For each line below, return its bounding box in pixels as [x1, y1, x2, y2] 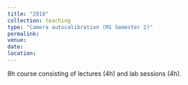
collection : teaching [7, 17, 71, 24]
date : [7, 43, 23, 50]
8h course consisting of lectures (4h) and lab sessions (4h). [7, 69, 182, 78]
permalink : [7, 30, 40, 38]
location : [7, 50, 37, 57]
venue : [7, 37, 27, 44]
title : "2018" [7, 10, 49, 18]
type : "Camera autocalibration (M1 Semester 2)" [7, 23, 153, 30]
